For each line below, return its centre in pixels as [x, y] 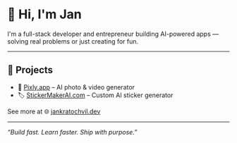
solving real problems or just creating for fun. [73, 41]
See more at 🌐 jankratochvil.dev [54, 111]
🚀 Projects [30, 70]
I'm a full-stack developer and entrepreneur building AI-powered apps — [113, 34]
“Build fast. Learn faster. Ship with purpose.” [72, 132]
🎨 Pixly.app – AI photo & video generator [76, 87]
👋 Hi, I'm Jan [45, 14]
